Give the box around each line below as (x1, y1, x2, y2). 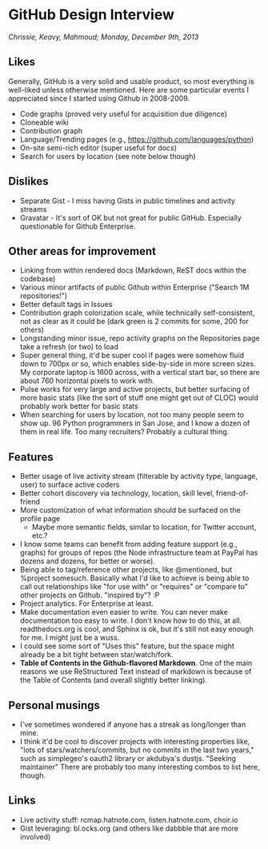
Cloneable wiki (19, 118, 70, 127)
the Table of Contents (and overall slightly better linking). (19, 676, 208, 685)
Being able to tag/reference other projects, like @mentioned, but (19, 565, 233, 575)
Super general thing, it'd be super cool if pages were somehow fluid (19, 350, 245, 361)
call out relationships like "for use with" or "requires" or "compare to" (19, 582, 248, 592)
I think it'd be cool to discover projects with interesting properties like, (19, 737, 250, 746)
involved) (19, 831, 51, 841)
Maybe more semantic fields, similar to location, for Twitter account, (31, 522, 257, 532)
